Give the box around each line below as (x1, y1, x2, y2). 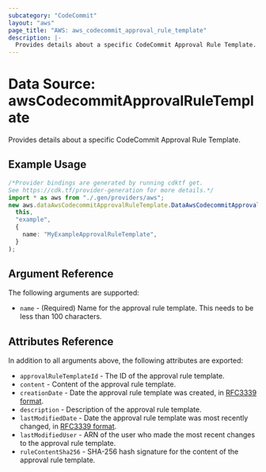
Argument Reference (8, 267, 114, 281)
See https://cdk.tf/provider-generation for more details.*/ (8, 186, 215, 194)
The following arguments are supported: (8, 288, 140, 298)
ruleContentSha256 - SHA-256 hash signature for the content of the (19, 447, 239, 456)
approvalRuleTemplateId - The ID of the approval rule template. (19, 371, 225, 381)
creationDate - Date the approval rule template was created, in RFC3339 (19, 388, 257, 398)
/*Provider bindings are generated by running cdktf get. (8, 179, 203, 187)
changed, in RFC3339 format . (19, 421, 117, 432)
